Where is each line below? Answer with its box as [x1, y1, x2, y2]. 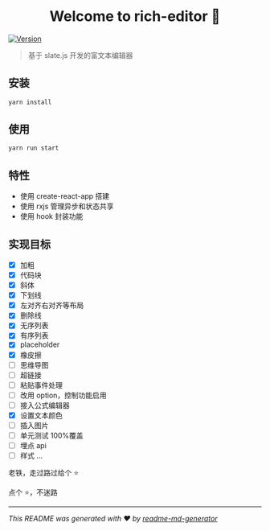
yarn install [8, 98, 52, 106]
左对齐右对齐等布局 [19, 301, 84, 311]
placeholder [19, 340, 60, 349]
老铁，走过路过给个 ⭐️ [8, 468, 79, 478]
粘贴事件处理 [19, 380, 63, 389]
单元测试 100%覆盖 [19, 430, 84, 440]
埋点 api [19, 441, 47, 451]
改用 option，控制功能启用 [19, 390, 107, 400]
